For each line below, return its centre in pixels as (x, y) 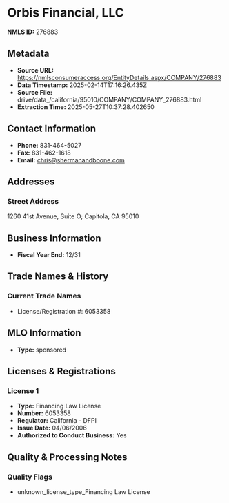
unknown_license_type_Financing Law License (83, 491)
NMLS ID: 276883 (33, 32)
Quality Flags (30, 477)
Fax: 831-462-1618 (44, 153)
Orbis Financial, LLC (66, 13)
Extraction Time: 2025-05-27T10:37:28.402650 (86, 107)
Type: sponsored (42, 350)
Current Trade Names (44, 296)
